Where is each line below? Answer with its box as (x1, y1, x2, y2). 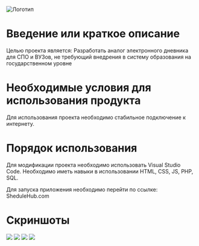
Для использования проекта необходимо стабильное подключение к (6, 114, 186, 121)
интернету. (6, 120, 34, 127)
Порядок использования (6, 141, 137, 155)
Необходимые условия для (6, 81, 152, 95)
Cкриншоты (6, 213, 70, 227)
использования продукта (6, 94, 141, 108)
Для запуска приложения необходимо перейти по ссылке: (6, 186, 158, 193)
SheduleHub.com (6, 192, 49, 199)
